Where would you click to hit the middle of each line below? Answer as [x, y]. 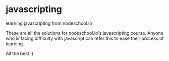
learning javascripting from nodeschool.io [49, 23]
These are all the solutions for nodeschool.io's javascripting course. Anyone [84, 33]
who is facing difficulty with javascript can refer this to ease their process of [85, 38]
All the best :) [20, 53]
